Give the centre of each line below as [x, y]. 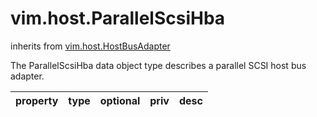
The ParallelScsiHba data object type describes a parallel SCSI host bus [158, 65]
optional [120, 100]
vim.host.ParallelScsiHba [118, 18]
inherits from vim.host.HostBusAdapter [90, 46]
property [37, 100]
